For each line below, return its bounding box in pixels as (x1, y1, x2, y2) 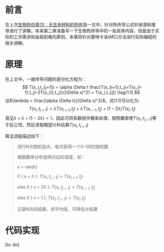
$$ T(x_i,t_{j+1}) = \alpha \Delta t (22, 84, 88, 90)
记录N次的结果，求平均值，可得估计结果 (17, 206, 98, 212)
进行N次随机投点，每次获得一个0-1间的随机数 (17, 144, 109, 150)
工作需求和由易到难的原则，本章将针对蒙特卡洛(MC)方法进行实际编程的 (13, 34, 157, 40)
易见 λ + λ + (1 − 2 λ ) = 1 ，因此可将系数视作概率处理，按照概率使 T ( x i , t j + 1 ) (5, 115, 153, 122)
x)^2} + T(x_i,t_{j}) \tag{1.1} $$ (79, 89, 141, 95)
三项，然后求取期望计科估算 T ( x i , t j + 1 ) (13, 122, 89, 129)
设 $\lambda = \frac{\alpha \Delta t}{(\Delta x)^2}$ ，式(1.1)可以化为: (5, 98, 140, 103)
